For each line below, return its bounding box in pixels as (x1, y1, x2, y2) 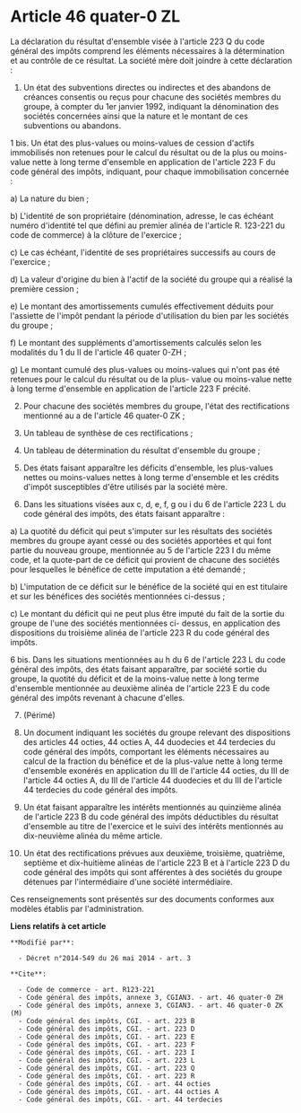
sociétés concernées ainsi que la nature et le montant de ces (22, 110, 249, 121)
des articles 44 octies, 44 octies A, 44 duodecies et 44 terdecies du (22, 736, 276, 747)
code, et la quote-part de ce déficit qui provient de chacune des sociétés (10, 554, 280, 565)
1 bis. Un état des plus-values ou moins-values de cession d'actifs (10, 137, 254, 148)
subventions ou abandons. (22, 119, 122, 131)
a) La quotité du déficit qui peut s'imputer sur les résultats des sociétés (10, 525, 272, 536)
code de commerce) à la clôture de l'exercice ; (10, 229, 182, 240)
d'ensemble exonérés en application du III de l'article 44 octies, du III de (22, 765, 289, 776)
